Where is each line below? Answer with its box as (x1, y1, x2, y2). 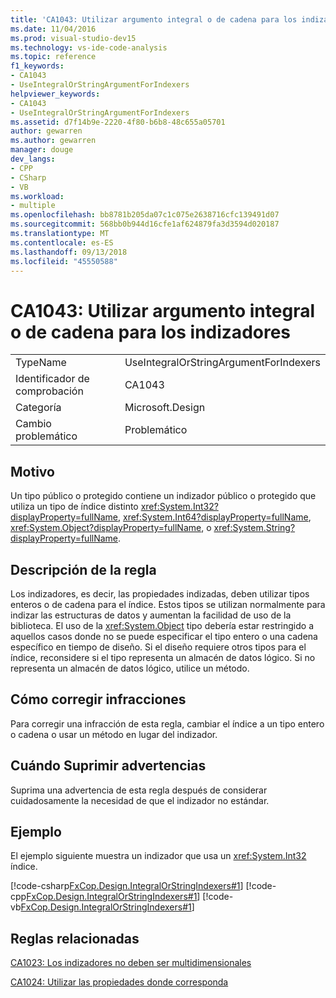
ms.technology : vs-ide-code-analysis (10, 42, 168, 53)
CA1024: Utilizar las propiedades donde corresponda (10, 976, 229, 988)
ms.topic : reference (10, 52, 97, 62)
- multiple (10, 201, 56, 211)
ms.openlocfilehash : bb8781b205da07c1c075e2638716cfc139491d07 (10, 210, 280, 220)
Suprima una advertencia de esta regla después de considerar (10, 784, 268, 796)
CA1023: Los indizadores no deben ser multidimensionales (10, 957, 252, 969)
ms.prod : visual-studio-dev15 (10, 33, 137, 43)
